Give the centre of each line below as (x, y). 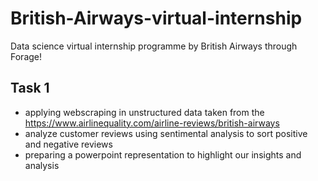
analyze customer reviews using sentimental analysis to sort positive (166, 133)
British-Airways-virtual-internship (156, 18)
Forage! (26, 56)
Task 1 (30, 88)
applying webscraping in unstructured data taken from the (144, 112)
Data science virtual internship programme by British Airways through (154, 46)
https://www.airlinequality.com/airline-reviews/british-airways (152, 123)
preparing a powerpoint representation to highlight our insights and (163, 154)
